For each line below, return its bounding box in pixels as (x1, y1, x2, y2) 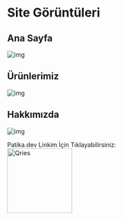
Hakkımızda (7, 109, 59, 121)
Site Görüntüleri (7, 5, 100, 21)
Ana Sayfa (7, 32, 53, 44)
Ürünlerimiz (7, 70, 59, 82)
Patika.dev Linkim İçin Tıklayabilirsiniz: (7, 140, 116, 149)
